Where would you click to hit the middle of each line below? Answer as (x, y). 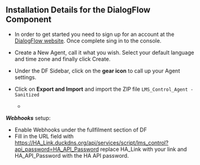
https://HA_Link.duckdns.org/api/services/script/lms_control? (91, 142)
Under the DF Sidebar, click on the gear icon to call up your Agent (97, 71)
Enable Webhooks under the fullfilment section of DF (81, 130)
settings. (26, 77)
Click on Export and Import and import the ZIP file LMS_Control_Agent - (104, 89)
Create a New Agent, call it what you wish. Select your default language (104, 52)
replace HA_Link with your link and (143, 149)
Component (29, 20)
